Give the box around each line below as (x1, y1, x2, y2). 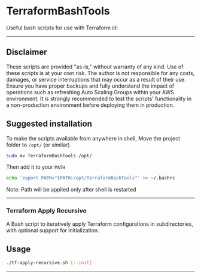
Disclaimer (6, 47, 47, 58)
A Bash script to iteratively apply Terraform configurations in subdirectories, (6, 220, 193, 228)
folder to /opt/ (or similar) (6, 141, 70, 148)
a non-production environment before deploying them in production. (6, 101, 175, 109)
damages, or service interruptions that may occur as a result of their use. (6, 76, 187, 83)
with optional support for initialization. (6, 226, 99, 234)
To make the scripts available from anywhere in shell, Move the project (6, 134, 181, 142)
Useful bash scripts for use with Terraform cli (6, 24, 118, 31)
